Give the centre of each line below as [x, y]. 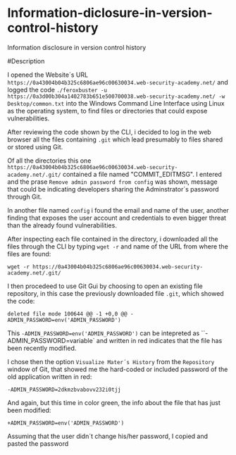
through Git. [25, 197]
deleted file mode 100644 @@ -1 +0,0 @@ [68, 314]
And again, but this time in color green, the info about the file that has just [114, 402]
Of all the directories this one [49, 161]
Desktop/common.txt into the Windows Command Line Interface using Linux [116, 103]
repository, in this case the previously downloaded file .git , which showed [116, 293]
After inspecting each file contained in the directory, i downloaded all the [113, 239]
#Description [26, 61]
